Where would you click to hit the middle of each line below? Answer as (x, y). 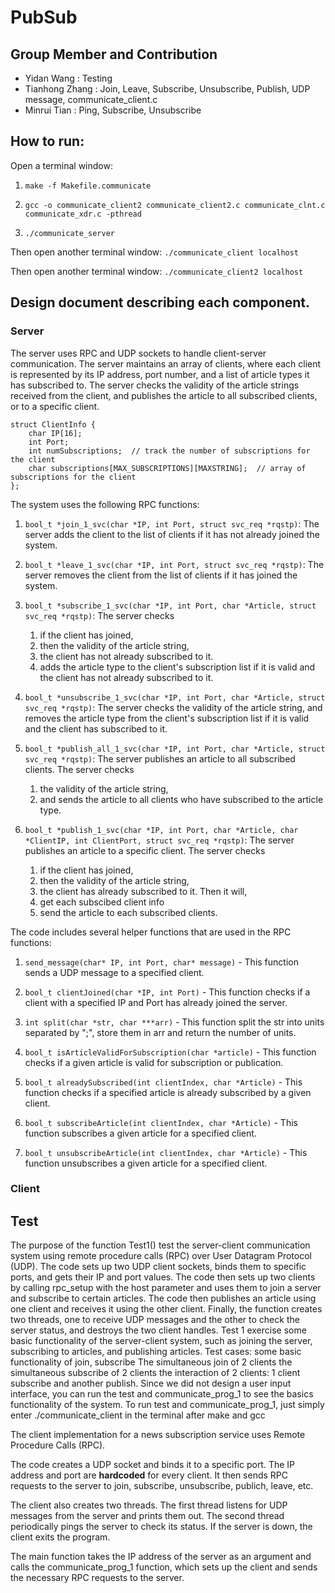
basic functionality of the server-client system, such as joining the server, (161, 1341)
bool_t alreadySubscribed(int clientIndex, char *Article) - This (163, 1082)
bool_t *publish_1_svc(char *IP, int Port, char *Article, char (161, 830)
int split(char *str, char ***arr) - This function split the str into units (174, 1022)
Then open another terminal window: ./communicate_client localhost (155, 252)
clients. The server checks (79, 769)
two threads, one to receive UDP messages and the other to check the (155, 1320)
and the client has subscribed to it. (96, 728)
